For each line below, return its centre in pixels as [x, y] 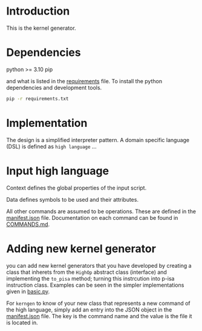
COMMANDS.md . [28, 224]
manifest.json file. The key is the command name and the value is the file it [99, 316]
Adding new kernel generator [81, 249]
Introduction [38, 11]
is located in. [22, 322]
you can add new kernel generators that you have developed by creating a [99, 265]
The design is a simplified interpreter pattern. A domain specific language [98, 140]
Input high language [58, 171]
